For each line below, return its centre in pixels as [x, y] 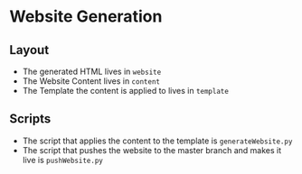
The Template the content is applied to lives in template [125, 91]
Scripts [30, 119]
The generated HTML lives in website [92, 71]
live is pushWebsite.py [63, 160]
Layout [29, 50]
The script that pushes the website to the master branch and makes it [152, 150]
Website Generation [86, 17]
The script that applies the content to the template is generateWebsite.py [157, 141]
